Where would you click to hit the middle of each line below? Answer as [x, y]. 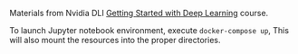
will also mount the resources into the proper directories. [115, 40]
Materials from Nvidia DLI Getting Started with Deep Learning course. [139, 13]
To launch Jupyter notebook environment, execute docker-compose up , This [149, 30]
